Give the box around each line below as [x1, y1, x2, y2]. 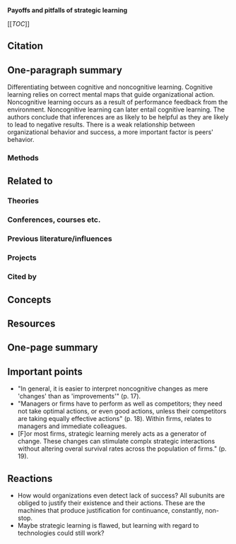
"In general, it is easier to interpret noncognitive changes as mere [17, 384, 208, 393]
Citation [7, 40, 44, 52]
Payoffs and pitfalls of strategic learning [7, 6, 128, 14]
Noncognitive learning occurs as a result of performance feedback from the [7, 98, 228, 107]
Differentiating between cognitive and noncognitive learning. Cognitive [7, 83, 213, 91]
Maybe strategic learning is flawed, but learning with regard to [17, 521, 199, 529]
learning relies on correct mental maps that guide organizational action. [7, 90, 216, 99]
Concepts [7, 293, 52, 306]
